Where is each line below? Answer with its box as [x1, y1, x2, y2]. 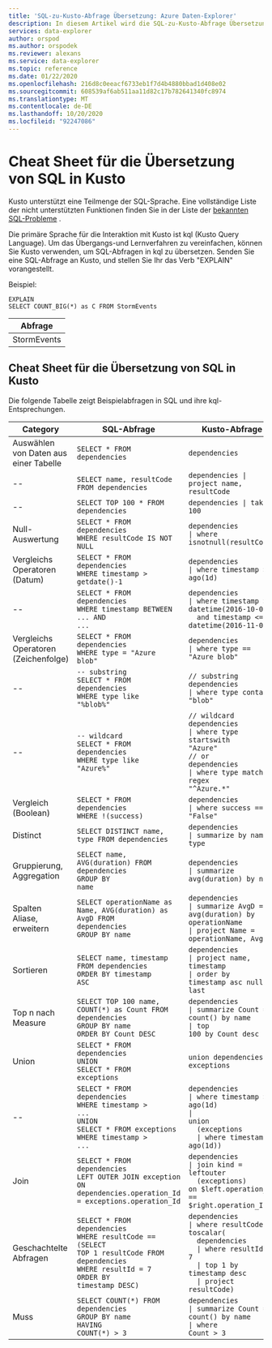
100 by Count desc [188, 1029, 259, 1038]
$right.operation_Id [188, 1200, 268, 1209]
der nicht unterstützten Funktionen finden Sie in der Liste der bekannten [8, 204, 249, 215]
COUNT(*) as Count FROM [76, 1005, 168, 1014]
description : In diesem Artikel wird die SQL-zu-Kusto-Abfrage [8, 19, 227, 28]
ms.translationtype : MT [8, 95, 89, 103]
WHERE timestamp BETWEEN [76, 604, 172, 613]
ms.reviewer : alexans [8, 49, 82, 58]
